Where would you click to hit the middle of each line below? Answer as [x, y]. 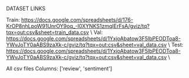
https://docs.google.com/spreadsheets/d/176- [77, 20]
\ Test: [175, 45]
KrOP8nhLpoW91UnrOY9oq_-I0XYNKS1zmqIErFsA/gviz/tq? [78, 26]
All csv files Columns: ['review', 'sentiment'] [59, 69]
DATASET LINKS [26, 9]
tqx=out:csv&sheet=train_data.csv [48, 32]
